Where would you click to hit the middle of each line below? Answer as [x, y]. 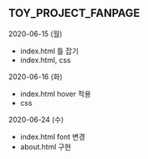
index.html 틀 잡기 [49, 51]
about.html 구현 [45, 146]
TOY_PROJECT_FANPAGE [74, 13]
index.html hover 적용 [55, 94]
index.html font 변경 [53, 136]
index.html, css [45, 60]
